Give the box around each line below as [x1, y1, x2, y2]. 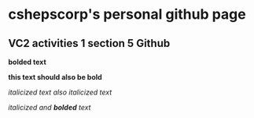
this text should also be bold [8, 73, 102, 81]
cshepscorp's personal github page [8, 5, 246, 23]
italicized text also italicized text [8, 88, 112, 97]
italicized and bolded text [8, 103, 91, 112]
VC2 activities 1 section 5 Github [8, 37, 171, 50]
